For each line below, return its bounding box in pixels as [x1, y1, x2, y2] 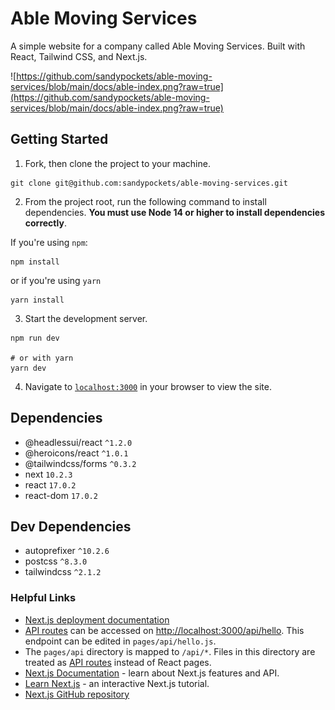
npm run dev [10, 333, 60, 343]
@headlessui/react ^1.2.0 [24, 436, 133, 448]
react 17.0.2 [24, 478, 77, 491]
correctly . [24, 217, 67, 229]
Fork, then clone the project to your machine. [24, 157, 211, 169]
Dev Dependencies [10, 518, 132, 535]
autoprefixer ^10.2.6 [24, 545, 110, 557]
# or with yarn [10, 353, 74, 363]
